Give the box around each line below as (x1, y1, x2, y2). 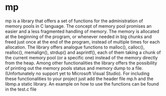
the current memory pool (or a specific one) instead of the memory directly (5, 54, 158, 60)
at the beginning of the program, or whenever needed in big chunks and (5, 34, 152, 40)
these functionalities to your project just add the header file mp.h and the (5, 76, 154, 82)
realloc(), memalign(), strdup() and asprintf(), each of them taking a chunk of (5, 49, 161, 55)
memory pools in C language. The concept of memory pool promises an (5, 23, 152, 29)
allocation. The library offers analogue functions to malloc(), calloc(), (5, 44, 145, 50)
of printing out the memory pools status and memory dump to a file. (5, 65, 143, 71)
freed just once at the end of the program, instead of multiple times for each (5, 39, 160, 45)
